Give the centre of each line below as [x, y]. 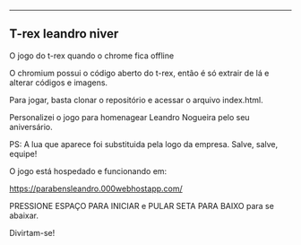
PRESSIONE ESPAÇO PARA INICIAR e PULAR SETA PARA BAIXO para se [142, 206]
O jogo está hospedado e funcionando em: [88, 171]
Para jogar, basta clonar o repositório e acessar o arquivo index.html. [136, 100]
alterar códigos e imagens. [59, 83]
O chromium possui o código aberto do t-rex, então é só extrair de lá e [139, 73]
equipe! [23, 153]
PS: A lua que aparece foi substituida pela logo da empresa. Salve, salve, [144, 144]
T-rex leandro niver [64, 34]
